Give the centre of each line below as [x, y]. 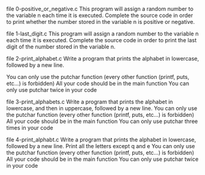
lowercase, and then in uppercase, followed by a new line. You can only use [102, 108]
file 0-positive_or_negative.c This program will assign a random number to [100, 9]
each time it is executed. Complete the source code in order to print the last [102, 40]
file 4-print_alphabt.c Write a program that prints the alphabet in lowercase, [101, 140]
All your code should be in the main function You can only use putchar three [102, 121]
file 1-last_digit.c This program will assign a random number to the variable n [102, 34]
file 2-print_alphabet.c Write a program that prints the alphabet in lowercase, [103, 58]
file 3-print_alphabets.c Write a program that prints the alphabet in [90, 102]
